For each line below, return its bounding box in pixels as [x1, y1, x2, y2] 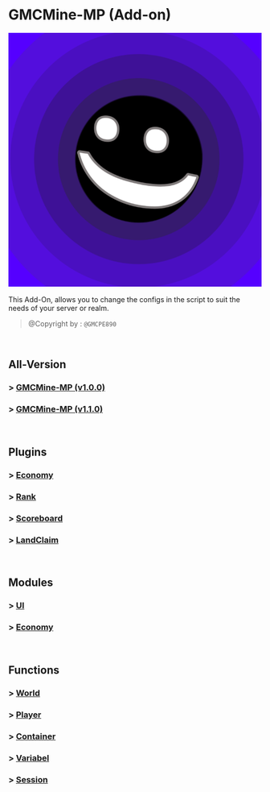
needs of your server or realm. [8, 303, 109, 313]
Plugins [8, 445, 47, 458]
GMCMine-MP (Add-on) [8, 6, 171, 24]
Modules [8, 576, 54, 590]
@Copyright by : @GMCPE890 [27, 318, 117, 328]
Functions [8, 663, 60, 677]
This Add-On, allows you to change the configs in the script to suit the [8, 294, 241, 304]
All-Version [8, 358, 67, 371]
